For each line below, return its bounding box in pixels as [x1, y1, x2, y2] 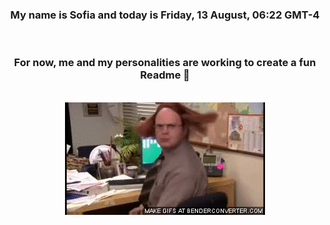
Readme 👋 [140, 68, 190, 82]
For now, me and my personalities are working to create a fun [13, 56, 317, 70]
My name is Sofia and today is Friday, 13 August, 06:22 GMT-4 [10, 8, 320, 22]
